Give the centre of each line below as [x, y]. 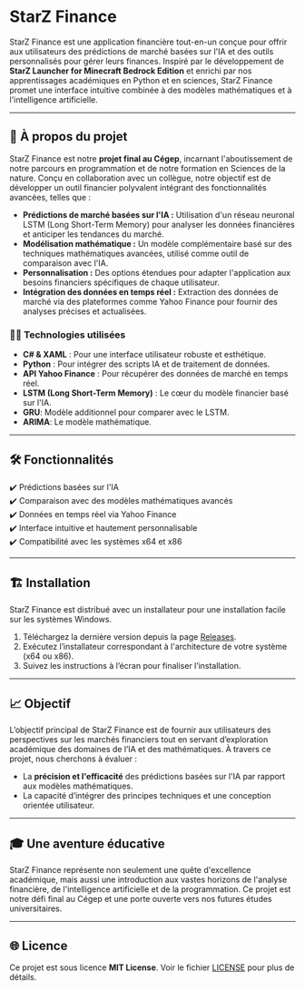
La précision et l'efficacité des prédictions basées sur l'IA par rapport [154, 777]
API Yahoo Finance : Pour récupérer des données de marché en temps [155, 374]
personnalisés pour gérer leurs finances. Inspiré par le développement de [147, 61]
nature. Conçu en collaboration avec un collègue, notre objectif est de [140, 178]
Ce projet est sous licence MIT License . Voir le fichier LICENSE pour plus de [152, 967]
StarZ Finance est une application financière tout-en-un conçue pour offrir [148, 42]
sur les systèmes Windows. [60, 619]
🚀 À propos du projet [69, 137]
